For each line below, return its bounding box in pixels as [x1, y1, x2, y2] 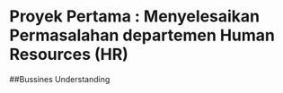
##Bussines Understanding [9, 73, 111, 84]
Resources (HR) [9, 45, 128, 64]
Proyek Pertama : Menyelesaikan [9, 6, 261, 27]
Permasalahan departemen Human [9, 25, 276, 46]
